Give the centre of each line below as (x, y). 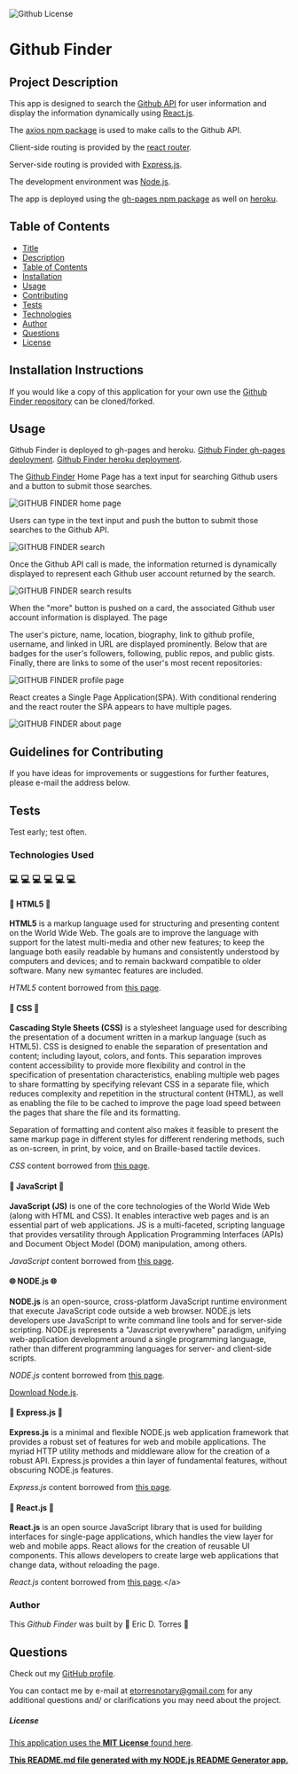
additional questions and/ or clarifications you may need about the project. (145, 1700)
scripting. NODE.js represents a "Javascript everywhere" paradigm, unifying (148, 1330)
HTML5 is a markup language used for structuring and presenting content (144, 923)
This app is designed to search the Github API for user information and (138, 103)
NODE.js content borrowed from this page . (87, 1375)
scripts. (23, 1358)
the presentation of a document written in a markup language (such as (138, 1037)
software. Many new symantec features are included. (106, 970)
